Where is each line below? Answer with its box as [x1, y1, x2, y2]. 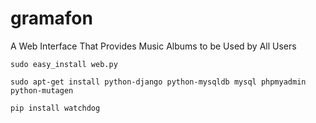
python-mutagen [10, 85, 74, 96]
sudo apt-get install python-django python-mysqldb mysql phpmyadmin [10, 77, 307, 87]
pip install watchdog [10, 103, 101, 113]
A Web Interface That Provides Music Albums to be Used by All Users [10, 40, 297, 52]
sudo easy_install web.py [10, 59, 118, 69]
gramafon [10, 7, 93, 30]
